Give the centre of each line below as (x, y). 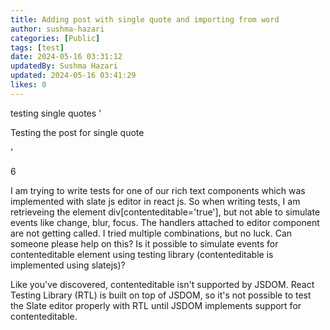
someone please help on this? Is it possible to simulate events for (144, 243)
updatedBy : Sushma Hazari (64, 66)
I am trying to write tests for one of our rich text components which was (158, 190)
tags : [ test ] (37, 47)
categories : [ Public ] (55, 38)
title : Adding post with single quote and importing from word (145, 19)
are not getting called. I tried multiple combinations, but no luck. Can (151, 233)
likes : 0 (28, 85)
